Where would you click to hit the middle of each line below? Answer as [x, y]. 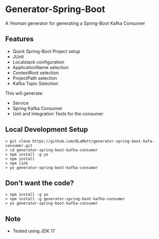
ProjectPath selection [35, 78]
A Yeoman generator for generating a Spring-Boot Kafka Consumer [75, 23]
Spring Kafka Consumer [38, 108]
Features [19, 39]
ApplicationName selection [41, 67]
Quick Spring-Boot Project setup [46, 51]
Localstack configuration [38, 62]
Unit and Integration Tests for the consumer [58, 113]
